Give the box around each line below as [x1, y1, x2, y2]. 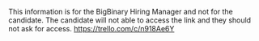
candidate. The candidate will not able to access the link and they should [8, 15, 252, 25]
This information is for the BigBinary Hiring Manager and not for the [8, 7, 233, 16]
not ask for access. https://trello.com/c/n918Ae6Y [8, 24, 175, 33]
